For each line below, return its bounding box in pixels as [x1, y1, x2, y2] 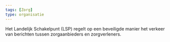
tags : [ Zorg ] [5, 7, 33, 12]
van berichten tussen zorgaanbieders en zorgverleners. [5, 31, 122, 37]
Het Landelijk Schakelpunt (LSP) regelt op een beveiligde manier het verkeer [5, 25, 165, 31]
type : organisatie [5, 12, 44, 17]
